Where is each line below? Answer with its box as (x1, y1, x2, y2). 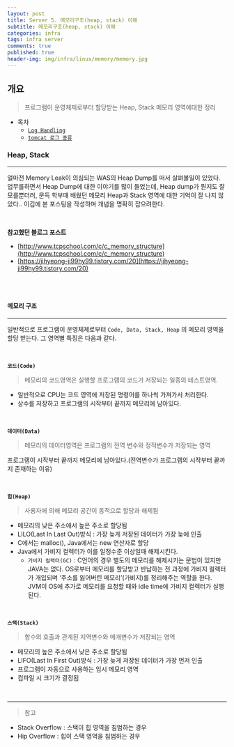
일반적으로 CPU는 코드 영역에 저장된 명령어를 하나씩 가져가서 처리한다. (17, 391, 209, 399)
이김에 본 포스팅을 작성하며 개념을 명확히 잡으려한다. (23, 199, 165, 208)
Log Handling (27, 127, 66, 134)
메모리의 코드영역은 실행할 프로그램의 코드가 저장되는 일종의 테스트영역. (24, 376, 218, 384)
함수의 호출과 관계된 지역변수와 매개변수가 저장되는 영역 (24, 633, 175, 641)
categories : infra (7, 29, 61, 37)
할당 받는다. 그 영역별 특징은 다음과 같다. (7, 334, 117, 342)
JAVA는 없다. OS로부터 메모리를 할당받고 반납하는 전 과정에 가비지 (27, 565, 208, 573)
